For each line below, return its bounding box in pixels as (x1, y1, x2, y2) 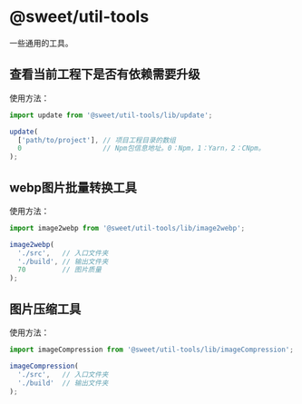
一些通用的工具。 (9, 37, 73, 48)
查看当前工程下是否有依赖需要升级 (9, 66, 200, 83)
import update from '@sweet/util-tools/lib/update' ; (9, 111, 213, 120)
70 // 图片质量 (17, 265, 102, 274)
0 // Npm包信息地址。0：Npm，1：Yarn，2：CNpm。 (17, 143, 266, 153)
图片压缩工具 (9, 301, 82, 317)
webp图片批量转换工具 (9, 180, 138, 195)
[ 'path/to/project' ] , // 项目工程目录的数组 (17, 135, 177, 144)
